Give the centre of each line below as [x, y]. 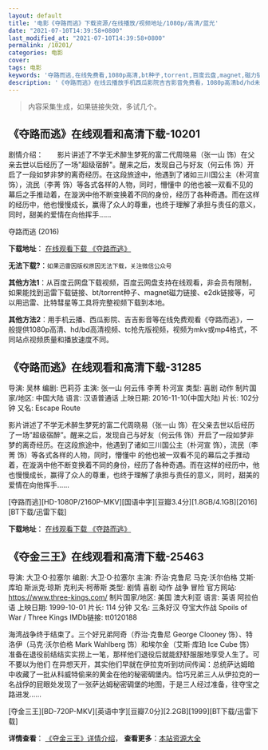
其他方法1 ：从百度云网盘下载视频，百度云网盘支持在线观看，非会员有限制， [132, 283]
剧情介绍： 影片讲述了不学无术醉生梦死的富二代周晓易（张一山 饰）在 [128, 155]
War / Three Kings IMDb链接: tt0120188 [73, 617]
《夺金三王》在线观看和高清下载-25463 [106, 557]
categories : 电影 [36, 53]
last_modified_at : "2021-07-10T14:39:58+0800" [87, 38]
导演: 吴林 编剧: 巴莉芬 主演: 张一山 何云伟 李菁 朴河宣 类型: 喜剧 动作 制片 [129, 388]
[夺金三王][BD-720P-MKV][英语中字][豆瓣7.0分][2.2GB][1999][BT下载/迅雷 [130, 711]
